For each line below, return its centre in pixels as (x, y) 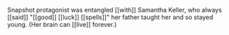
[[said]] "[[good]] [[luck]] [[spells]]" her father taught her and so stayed (110, 17)
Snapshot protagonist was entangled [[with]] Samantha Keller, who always (114, 10)
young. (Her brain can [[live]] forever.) (62, 24)
